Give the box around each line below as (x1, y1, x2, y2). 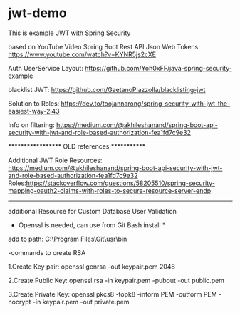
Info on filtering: (8, 120, 56, 129)
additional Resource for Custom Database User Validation (8, 207, 177, 215)
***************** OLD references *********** (8, 141, 146, 151)
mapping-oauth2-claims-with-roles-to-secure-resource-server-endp (8, 186, 212, 194)
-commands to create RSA (8, 248, 86, 257)
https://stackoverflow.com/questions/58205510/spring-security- (26, 179, 216, 187)
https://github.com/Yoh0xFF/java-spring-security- (85, 64, 232, 72)
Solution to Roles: (8, 99, 60, 108)
